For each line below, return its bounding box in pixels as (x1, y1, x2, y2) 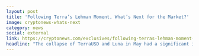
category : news (6, 24, 44, 31)
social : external (6, 30, 49, 36)
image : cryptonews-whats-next (6, 19, 81, 25)
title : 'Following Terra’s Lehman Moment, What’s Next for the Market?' (6, 14, 190, 20)
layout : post (6, 8, 38, 15)
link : (6, 36, 20, 41)
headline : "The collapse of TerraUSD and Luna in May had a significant (6, 41, 190, 47)
